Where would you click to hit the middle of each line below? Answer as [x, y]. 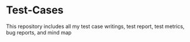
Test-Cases [35, 10]
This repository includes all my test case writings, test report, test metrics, [95, 26]
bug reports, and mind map [39, 32]
